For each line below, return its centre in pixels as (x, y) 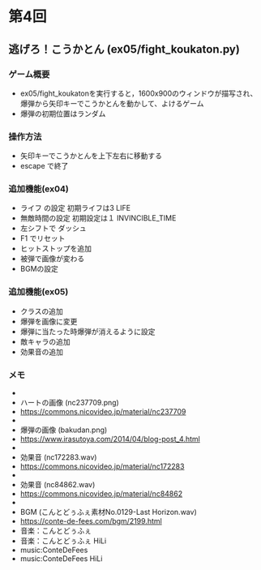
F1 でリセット (43, 238)
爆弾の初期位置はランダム (63, 114)
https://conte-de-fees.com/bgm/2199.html (91, 521)
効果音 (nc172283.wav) (58, 457)
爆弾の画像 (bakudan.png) (64, 430)
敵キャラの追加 (45, 341)
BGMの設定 (39, 269)
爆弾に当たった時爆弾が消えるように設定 (88, 331)
